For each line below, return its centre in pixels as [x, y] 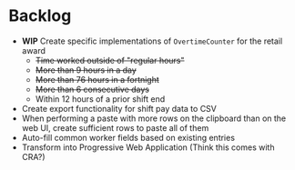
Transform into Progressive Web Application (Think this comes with [148, 147]
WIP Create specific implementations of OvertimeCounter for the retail [152, 41]
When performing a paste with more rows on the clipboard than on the [154, 118]
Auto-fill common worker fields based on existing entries [128, 137]
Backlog [40, 16]
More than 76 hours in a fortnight [97, 79]
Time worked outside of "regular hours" [110, 60]
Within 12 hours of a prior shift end [100, 99]
